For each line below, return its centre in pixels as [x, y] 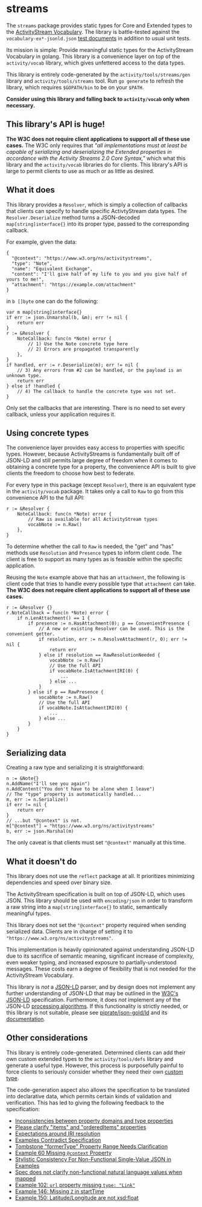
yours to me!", [25, 279]
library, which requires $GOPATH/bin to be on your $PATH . [75, 87]
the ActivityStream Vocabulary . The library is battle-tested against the [93, 31]
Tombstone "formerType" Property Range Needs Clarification [91, 1146]
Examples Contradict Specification [58, 1140]
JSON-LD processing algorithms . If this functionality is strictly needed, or [97, 1006]
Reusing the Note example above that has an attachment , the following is [96, 578]
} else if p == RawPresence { [66, 692]
